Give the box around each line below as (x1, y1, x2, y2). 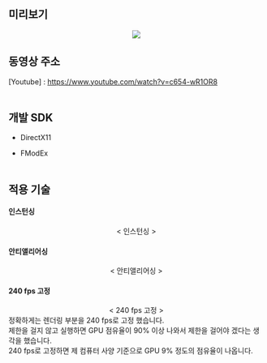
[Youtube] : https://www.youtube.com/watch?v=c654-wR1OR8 (8, 76, 217, 87)
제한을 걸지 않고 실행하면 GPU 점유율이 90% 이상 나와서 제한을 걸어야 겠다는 (8, 326, 252, 335)
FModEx (19, 148, 49, 158)
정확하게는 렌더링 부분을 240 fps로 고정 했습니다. (8, 315, 165, 326)
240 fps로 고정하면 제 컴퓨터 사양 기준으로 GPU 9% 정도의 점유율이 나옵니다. (8, 346, 253, 356)
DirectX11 (19, 133, 52, 143)
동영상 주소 (8, 55, 61, 69)
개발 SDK (8, 111, 54, 125)
